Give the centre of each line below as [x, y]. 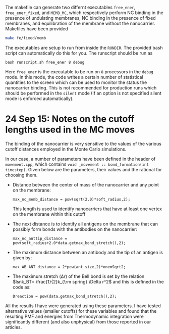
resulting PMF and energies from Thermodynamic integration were [74, 316]
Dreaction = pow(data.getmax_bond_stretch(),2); [65, 296]
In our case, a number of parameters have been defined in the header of [80, 159]
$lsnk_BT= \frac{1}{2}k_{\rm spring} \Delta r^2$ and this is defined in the [88, 281]
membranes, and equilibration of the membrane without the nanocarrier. [80, 23]
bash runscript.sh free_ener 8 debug [45, 62]
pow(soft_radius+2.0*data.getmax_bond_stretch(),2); [69, 243]
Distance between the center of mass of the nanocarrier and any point [86, 184]
